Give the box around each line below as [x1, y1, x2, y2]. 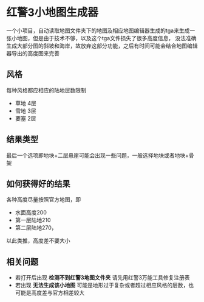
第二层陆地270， [15, 224, 57, 231]
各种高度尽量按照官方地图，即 [6, 196, 81, 203]
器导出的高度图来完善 [6, 49, 59, 57]
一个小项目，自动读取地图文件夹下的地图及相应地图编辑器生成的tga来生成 [6, 27, 190, 34]
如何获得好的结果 [6, 178, 70, 189]
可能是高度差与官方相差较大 [15, 289, 85, 297]
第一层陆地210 [15, 217, 51, 224]
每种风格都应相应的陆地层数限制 [6, 86, 86, 94]
